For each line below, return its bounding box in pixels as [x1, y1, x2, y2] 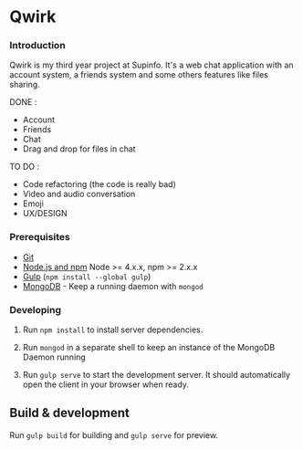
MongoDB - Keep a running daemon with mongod [22, 280, 204, 291]
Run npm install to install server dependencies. [22, 324, 204, 335]
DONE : [9, 97, 37, 108]
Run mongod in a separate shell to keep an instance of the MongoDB [22, 342, 276, 353]
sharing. [9, 79, 41, 90]
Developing [9, 303, 62, 316]
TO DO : [9, 162, 40, 173]
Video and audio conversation [22, 189, 136, 200]
